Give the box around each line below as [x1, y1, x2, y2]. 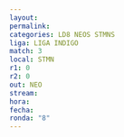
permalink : [9, 22, 51, 31]
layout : [9, 13, 39, 23]
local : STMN [9, 55, 54, 64]
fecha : [9, 105, 34, 114]
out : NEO [9, 80, 43, 89]
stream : [9, 88, 39, 97]
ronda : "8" [9, 114, 51, 123]
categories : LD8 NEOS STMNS [9, 30, 116, 39]
